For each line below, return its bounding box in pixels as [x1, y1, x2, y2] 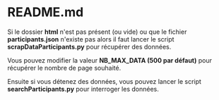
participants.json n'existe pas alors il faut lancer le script [7, 35, 174, 43]
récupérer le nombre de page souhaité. [7, 63, 122, 72]
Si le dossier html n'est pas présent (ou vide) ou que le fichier [7, 27, 187, 36]
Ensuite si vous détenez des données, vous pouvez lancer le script [7, 77, 201, 85]
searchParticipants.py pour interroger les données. [7, 85, 159, 93]
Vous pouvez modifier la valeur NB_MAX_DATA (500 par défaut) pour [7, 56, 212, 64]
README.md [7, 4, 84, 20]
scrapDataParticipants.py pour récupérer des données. [7, 42, 172, 51]
